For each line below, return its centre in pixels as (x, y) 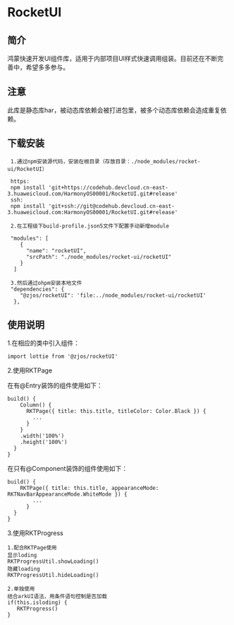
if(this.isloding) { (38, 603)
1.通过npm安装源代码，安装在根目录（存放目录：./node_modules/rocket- (105, 161)
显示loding (22, 556)
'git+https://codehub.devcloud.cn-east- (109, 187)
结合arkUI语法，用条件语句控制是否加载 (57, 597)
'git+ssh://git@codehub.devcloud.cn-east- (111, 206)
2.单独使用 (21, 589)
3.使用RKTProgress (35, 533)
